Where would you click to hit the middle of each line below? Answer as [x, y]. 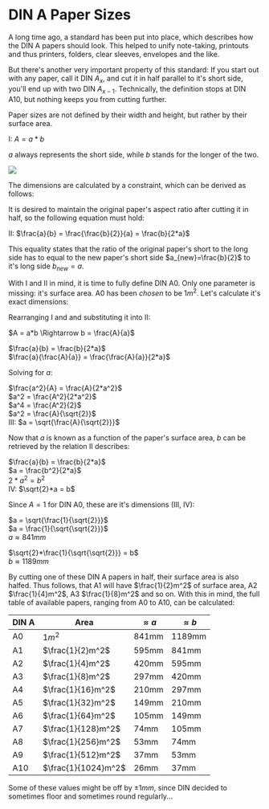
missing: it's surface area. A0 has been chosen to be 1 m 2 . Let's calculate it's [134, 292]
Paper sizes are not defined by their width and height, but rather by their [128, 115]
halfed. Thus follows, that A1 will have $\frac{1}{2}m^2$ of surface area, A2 [133, 585]
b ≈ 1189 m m [29, 561]
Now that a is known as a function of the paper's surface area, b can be [127, 437]
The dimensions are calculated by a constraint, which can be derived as [127, 185]
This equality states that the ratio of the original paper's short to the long [128, 249]
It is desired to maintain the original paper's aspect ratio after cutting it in [128, 209]
